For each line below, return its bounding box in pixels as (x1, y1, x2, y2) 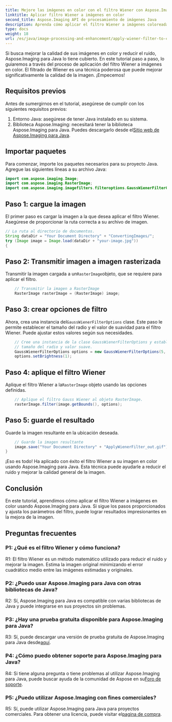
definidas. (5, 387, 27, 393)
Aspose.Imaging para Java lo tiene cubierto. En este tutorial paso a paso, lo (5, 55, 165, 62)
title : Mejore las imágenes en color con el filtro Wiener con (5, 7, 143, 13)
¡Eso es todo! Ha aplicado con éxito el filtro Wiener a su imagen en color (5, 458, 158, 465)
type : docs (5, 27, 29, 32)
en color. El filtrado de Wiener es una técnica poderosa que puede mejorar (5, 66, 163, 72)
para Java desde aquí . (5, 639, 51, 646)
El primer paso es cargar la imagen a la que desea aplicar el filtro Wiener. (5, 213, 160, 219)
